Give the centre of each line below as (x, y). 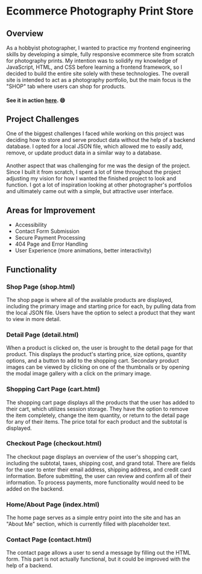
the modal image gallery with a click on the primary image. (79, 374)
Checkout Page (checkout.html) (54, 444)
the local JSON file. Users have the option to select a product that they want (101, 313)
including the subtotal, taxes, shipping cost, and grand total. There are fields (101, 463)
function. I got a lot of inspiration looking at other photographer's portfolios (99, 185)
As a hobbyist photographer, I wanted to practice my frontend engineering (99, 48)
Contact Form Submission (47, 231)
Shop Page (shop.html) (41, 287)
